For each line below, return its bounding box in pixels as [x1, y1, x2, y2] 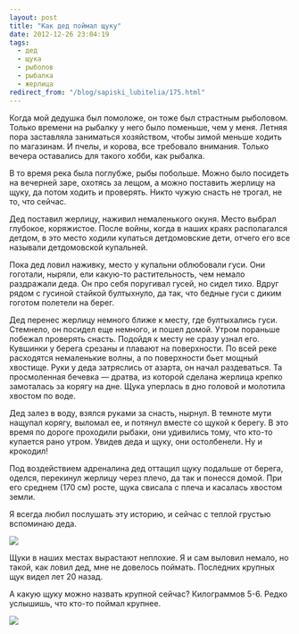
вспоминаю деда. [9, 518, 78, 529]
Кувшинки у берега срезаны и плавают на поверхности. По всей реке [9, 343, 278, 354]
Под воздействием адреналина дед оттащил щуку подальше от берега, [9, 463, 284, 473]
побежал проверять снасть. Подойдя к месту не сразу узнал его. [9, 333, 261, 344]
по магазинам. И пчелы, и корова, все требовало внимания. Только [9, 140, 270, 152]
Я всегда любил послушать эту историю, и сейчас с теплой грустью [9, 508, 271, 519]
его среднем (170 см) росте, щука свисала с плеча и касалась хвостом [9, 481, 283, 492]
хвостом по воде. [9, 390, 76, 401]
